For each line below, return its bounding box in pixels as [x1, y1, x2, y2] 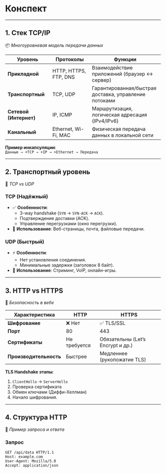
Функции [114, 55, 137, 62]
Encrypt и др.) [99, 342, 133, 349]
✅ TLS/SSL [99, 319, 125, 326]
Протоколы [55, 55, 84, 62]
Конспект [5, 3, 47, 14]
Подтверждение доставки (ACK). [19, 215, 90, 221]
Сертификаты [7, 339, 42, 346]
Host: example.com [5, 454, 43, 460]
